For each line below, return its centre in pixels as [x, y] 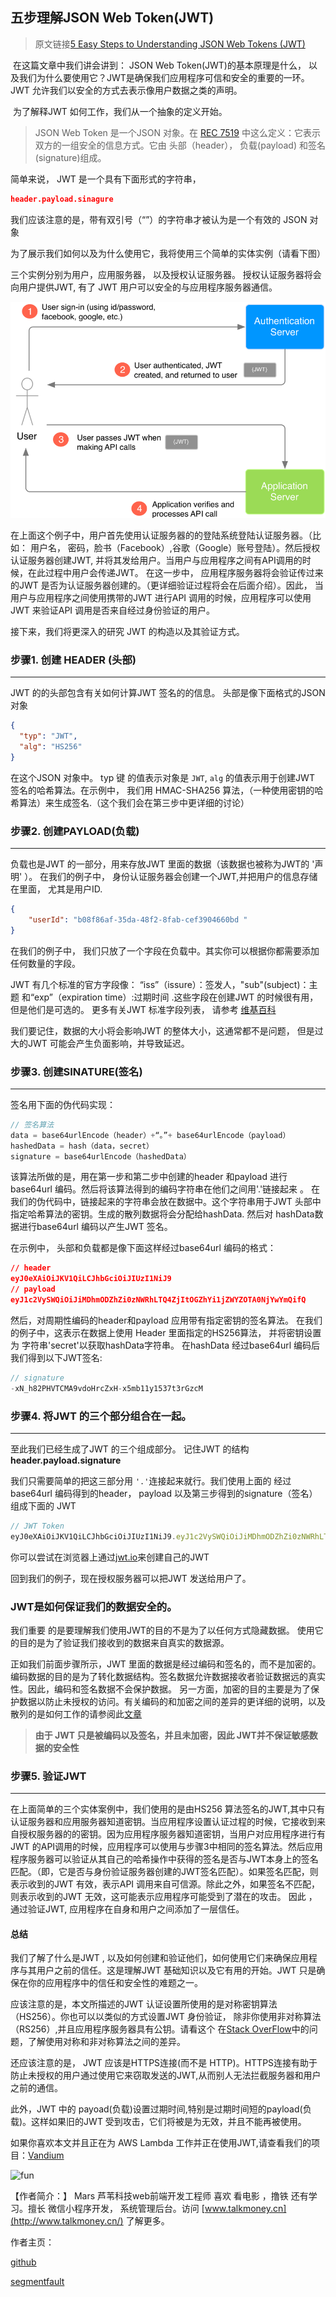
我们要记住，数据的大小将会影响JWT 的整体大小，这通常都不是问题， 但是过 [167, 1030]
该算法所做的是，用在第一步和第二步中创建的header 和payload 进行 [149, 1177]
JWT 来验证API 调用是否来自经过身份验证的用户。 [113, 610]
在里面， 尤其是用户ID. [56, 889]
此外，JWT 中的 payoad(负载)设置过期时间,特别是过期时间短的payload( [156, 2109]
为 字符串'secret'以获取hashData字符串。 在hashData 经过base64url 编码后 [165, 1345]
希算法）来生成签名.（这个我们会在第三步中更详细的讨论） [130, 802]
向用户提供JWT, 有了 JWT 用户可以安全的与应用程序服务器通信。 [144, 287]
